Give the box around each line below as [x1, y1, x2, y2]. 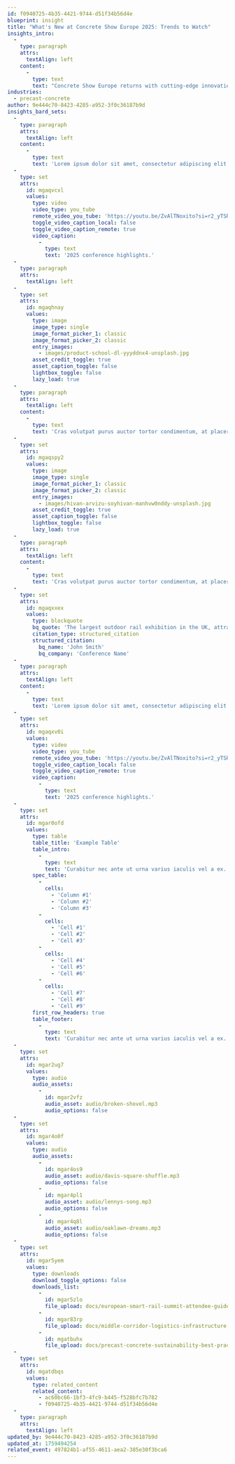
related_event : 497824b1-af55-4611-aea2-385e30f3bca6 [7, 1446, 168, 1453]
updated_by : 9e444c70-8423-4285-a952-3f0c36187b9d [7, 1433, 158, 1440]
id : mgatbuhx [44, 1336, 83, 1343]
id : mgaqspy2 [25, 454, 64, 461]
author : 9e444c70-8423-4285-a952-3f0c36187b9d [7, 102, 145, 109]
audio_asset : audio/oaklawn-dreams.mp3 [44, 1225, 161, 1232]
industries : [7, 88, 42, 95]
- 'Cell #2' [51, 931, 86, 938]
